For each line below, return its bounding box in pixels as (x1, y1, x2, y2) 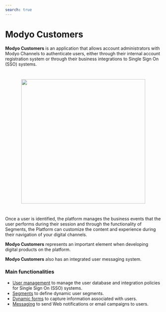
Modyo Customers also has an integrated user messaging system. (5, 256, 142, 262)
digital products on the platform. (5, 246, 71, 252)
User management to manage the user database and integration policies (12, 280, 160, 286)
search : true (5, 7, 32, 12)
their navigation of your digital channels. (5, 231, 88, 237)
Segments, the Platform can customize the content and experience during (5, 226, 156, 232)
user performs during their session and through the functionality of (5, 221, 142, 227)
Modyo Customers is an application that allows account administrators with (5, 45, 160, 51)
